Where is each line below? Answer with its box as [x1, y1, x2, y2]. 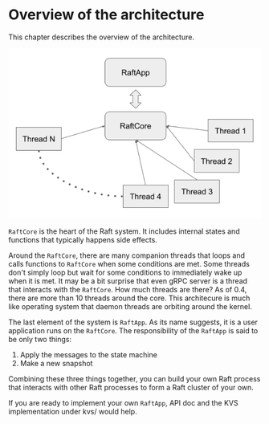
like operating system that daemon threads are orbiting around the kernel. [8, 301, 253, 311]
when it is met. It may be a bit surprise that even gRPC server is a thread [8, 275, 247, 286]
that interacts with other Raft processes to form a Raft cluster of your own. [8, 382, 255, 392]
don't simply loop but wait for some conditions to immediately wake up [8, 267, 243, 277]
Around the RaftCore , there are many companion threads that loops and [8, 251, 245, 260]
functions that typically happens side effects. [8, 234, 158, 244]
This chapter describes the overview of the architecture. [8, 32, 195, 42]
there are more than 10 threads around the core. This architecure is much [8, 293, 251, 303]
